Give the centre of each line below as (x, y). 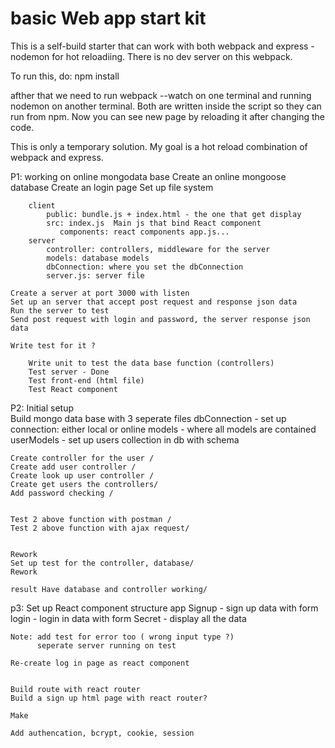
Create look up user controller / (82, 475)
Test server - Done (69, 372)
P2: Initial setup (42, 408)
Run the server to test (60, 310)
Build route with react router (75, 689)
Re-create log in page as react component (100, 663)
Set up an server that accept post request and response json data (154, 302)
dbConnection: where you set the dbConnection (145, 267)
